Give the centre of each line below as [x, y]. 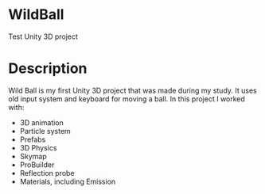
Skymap [33, 156]
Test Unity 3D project [43, 36]
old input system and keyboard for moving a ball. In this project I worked [127, 99]
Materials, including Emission [68, 181]
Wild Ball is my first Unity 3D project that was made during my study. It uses [132, 90]
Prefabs [33, 139]
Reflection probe [47, 173]
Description [48, 68]
